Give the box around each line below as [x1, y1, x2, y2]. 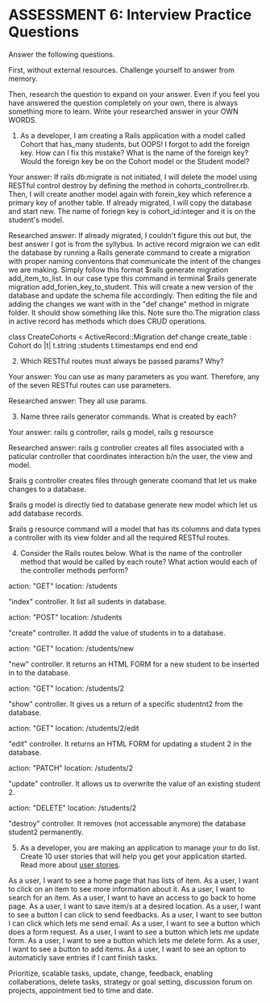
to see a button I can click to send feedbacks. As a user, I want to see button [8, 909, 263, 919]
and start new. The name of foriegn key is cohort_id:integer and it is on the [8, 206, 256, 215]
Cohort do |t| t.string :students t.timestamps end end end [8, 341, 198, 350]
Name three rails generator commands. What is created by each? [19, 412, 237, 421]
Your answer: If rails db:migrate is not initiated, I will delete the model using [8, 172, 258, 182]
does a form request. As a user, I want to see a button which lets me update [8, 926, 260, 937]
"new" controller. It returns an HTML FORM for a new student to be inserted [8, 659, 260, 669]
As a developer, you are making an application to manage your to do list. [19, 842, 260, 852]
